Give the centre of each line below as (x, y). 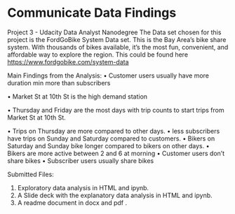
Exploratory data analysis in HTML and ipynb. (83, 187)
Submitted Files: (31, 174)
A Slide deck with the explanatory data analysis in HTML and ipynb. (115, 195)
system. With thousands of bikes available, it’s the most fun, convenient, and (118, 47)
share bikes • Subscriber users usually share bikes (81, 160)
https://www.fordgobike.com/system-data (68, 62)
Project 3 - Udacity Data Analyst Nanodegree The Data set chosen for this (114, 32)
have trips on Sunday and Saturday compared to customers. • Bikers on (111, 138)
